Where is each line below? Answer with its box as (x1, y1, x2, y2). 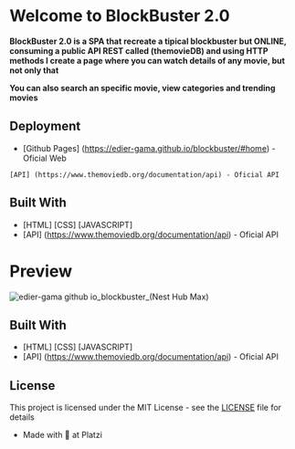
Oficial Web (22, 152, 67, 163)
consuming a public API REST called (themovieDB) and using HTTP (9, 45, 269, 56)
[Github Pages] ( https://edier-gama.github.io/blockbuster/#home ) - (22, 142, 276, 153)
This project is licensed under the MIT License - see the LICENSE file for (9, 402, 281, 413)
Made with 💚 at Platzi (22, 430, 103, 441)
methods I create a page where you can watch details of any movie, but (9, 55, 286, 66)
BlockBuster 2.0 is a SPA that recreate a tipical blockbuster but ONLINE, (9, 36, 287, 47)
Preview (9, 261, 73, 281)
